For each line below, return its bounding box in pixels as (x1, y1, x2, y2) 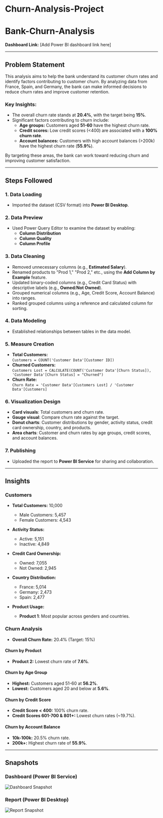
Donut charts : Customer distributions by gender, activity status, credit (12, 419, 153, 425)
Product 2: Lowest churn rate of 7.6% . (12, 658, 90, 664)
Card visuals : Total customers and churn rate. (12, 409, 104, 415)
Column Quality (19, 236, 52, 241)
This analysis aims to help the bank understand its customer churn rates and (5, 73, 158, 79)
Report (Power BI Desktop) (5, 797, 69, 803)
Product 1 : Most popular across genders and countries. (19, 613, 130, 619)
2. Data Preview (5, 214, 43, 221)
